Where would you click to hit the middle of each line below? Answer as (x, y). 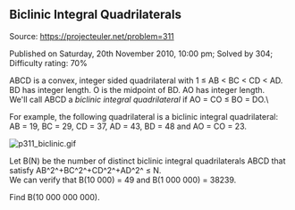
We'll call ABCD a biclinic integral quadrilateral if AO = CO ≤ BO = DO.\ (139, 99)
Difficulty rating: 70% (48, 63)
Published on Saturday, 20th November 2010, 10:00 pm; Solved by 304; (141, 54)
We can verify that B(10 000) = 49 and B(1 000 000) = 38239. (123, 180)
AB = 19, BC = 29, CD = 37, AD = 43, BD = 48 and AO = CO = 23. (128, 126)
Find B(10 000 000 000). (55, 197)
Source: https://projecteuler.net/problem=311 (92, 36)
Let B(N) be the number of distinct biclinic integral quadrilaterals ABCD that (147, 161)
